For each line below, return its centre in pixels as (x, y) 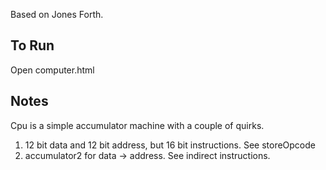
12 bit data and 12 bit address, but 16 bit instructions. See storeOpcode (170, 145)
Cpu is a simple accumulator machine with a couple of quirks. (137, 125)
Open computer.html (52, 70)
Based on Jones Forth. (57, 14)
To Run (32, 45)
